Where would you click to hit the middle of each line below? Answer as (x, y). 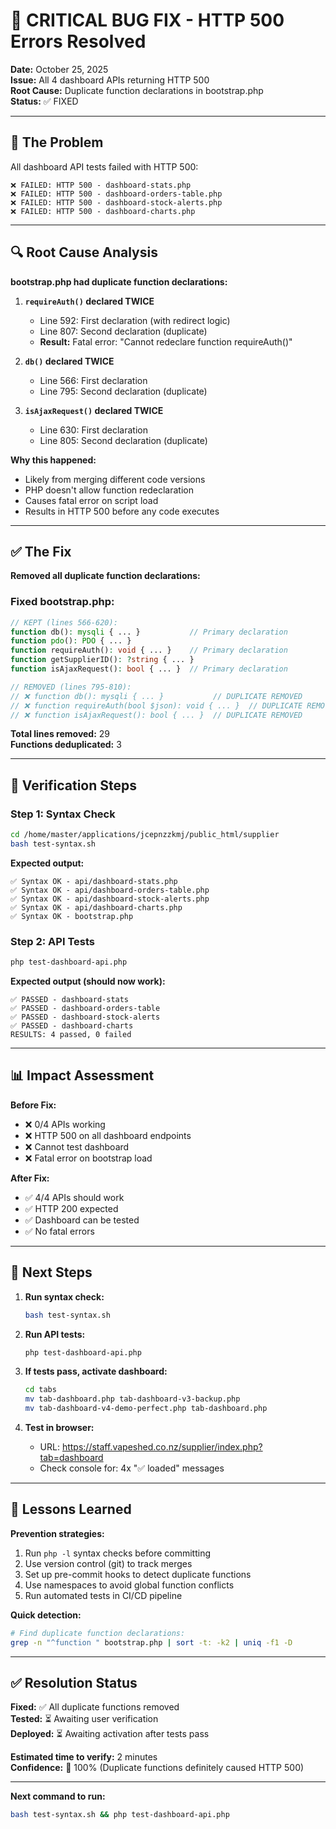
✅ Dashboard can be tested (82, 1220)
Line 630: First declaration (93, 430)
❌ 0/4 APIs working (65, 1124)
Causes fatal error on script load (91, 500)
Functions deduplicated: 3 (66, 745)
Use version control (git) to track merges (108, 1563)
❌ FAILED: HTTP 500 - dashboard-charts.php (103, 211)
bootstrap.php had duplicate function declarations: (119, 281)
